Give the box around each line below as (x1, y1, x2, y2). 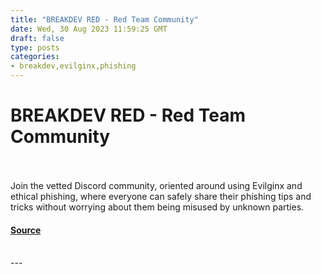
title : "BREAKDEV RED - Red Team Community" (10, 14, 199, 25)
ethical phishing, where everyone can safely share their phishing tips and (10, 190, 312, 202)
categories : (10, 52, 60, 62)
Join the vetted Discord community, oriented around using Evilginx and (10, 179, 303, 191)
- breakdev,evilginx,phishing (10, 61, 137, 71)
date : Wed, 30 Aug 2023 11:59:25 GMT (10, 24, 168, 34)
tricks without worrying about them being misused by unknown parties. (10, 201, 305, 213)
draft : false (10, 33, 65, 43)
